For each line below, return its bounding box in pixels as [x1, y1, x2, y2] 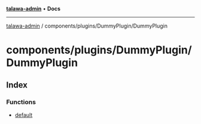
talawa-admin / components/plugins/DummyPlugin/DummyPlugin [6, 22, 167, 29]
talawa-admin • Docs [6, 5, 61, 12]
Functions [6, 98, 36, 106]
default [14, 111, 33, 119]
